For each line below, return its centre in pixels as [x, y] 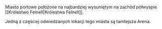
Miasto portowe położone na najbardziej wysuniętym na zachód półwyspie [81, 7]
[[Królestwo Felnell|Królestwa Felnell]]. [44, 12]
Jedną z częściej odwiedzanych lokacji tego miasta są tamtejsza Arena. [78, 22]
